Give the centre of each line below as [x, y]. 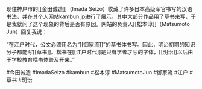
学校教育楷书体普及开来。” [43, 60]
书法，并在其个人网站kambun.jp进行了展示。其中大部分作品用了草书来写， [99, 16]
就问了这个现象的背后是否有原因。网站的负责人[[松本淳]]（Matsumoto [103, 24]
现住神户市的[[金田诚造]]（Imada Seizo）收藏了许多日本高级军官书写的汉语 [99, 9]
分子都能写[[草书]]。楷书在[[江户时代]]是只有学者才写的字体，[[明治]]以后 [97, 52]
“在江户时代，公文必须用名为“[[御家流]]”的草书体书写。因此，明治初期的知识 [101, 44]
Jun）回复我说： [27, 31]
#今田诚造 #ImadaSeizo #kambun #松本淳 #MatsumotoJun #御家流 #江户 [97, 72]
